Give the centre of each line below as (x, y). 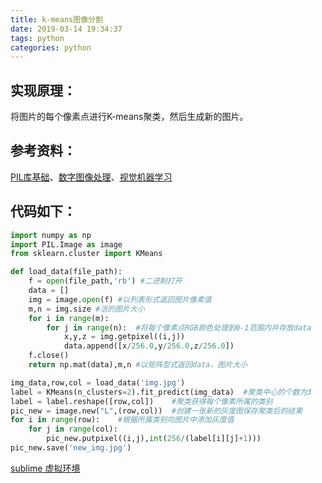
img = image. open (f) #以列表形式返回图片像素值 (120, 299)
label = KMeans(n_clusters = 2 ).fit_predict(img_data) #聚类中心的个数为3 (161, 392)
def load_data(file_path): (66, 272)
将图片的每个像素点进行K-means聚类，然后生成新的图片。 (129, 117)
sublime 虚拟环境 (45, 468)
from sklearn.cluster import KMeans (86, 254)
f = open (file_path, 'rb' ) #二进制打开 (105, 281)
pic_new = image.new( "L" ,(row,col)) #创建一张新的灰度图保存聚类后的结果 (156, 411)
